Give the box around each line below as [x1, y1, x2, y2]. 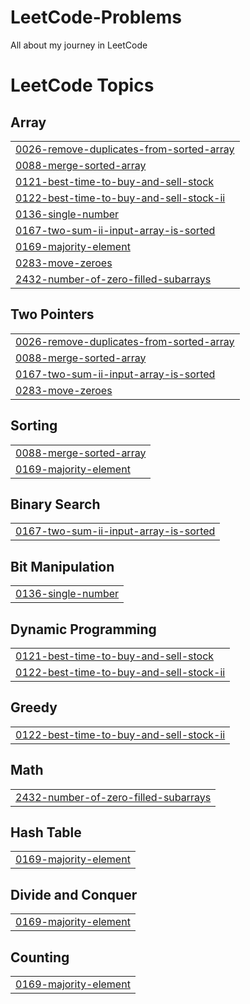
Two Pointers [10, 306, 95, 323]
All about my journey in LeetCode [10, 39, 148, 51]
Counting [10, 949, 70, 966]
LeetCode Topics [10, 74, 155, 97]
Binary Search [10, 496, 101, 513]
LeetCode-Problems [10, 6, 182, 29]
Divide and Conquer [10, 886, 138, 903]
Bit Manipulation [10, 558, 115, 575]
